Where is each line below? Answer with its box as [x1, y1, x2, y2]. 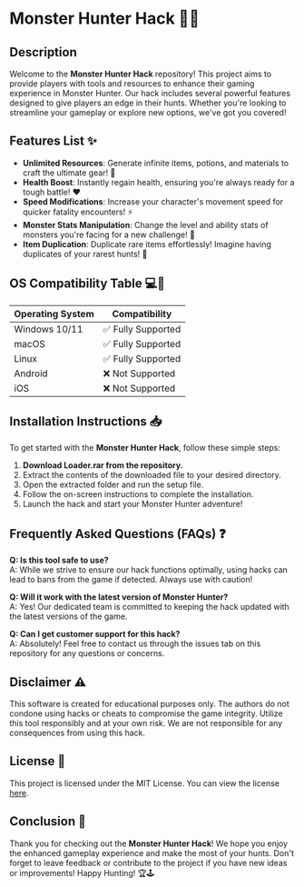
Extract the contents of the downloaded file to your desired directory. [22, 470, 281, 481]
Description [9, 45, 77, 60]
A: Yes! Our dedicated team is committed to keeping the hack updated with [9, 602, 290, 613]
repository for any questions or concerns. [9, 648, 165, 659]
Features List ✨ [9, 134, 97, 149]
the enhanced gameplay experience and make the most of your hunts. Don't [9, 847, 295, 858]
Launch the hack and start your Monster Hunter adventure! [22, 499, 243, 510]
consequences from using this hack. [9, 727, 146, 739]
